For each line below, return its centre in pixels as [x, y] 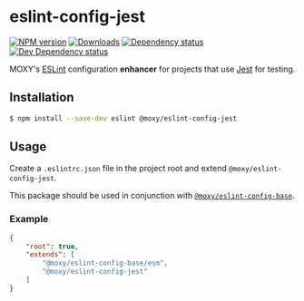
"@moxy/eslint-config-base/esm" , [105, 263]
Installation [42, 97]
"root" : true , [52, 247]
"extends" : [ [50, 255]
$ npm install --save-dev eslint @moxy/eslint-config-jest [123, 118]
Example [29, 219]
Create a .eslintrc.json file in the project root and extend [118, 169]
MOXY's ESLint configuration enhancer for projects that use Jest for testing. [152, 69]
